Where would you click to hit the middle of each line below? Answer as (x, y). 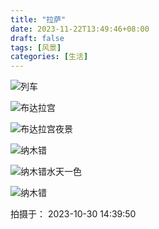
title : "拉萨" (38, 19)
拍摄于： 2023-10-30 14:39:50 (73, 214)
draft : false (37, 38)
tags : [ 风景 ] (36, 47)
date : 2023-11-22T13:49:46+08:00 (80, 29)
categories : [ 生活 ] (49, 57)
